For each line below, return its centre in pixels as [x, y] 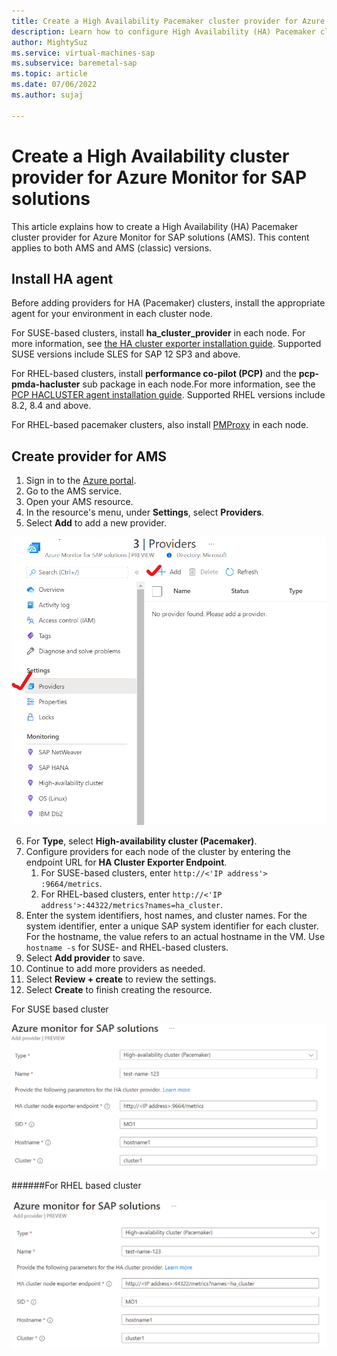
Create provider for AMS [89, 456]
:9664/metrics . [71, 884]
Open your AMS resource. [79, 502]
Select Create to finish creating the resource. [119, 990]
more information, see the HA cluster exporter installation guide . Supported [166, 344]
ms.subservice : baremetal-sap [74, 63]
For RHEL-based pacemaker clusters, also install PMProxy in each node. [160, 425]
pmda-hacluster [46, 384]
